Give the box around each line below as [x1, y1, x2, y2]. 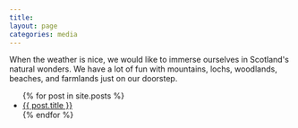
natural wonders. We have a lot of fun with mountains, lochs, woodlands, [9, 64, 277, 74]
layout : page [9, 21, 58, 30]
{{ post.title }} [21, 100, 73, 111]
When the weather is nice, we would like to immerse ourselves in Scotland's [9, 55, 289, 65]
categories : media [9, 30, 78, 38]
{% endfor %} [21, 109, 74, 121]
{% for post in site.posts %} [21, 90, 125, 101]
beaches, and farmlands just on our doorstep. [9, 73, 178, 84]
